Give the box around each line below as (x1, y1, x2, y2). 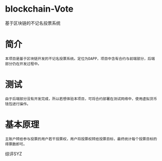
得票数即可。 (5, 142, 27, 146)
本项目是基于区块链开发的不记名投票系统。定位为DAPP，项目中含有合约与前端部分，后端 (5, 56, 155, 61)
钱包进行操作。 (5, 101, 31, 107)
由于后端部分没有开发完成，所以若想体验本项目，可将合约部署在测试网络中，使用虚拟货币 (5, 96, 157, 101)
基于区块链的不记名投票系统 (5, 20, 61, 26)
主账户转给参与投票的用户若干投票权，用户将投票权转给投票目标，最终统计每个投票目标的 (5, 136, 157, 142)
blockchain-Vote (5, 3, 74, 15)
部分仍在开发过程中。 (5, 61, 41, 66)
